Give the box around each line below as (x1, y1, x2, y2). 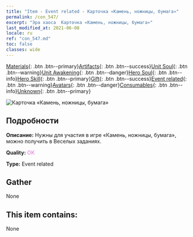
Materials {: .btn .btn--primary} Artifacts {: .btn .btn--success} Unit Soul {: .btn (6, 63, 188, 70)
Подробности (6, 116, 59, 126)
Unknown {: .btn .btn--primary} (17, 87, 91, 94)
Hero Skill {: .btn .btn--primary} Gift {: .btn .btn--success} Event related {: (17, 75, 187, 82)
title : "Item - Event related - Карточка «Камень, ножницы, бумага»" (6, 8, 180, 15)
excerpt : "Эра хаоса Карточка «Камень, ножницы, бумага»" (6, 19, 153, 25)
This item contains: (6, 209, 78, 219)
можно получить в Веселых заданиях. (6, 138, 102, 145)
